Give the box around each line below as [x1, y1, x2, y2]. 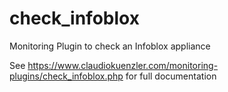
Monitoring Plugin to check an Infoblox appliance [9, 40, 211, 52]
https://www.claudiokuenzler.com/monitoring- [27, 59, 219, 71]
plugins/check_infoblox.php [9, 70, 124, 82]
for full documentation [125, 70, 217, 82]
